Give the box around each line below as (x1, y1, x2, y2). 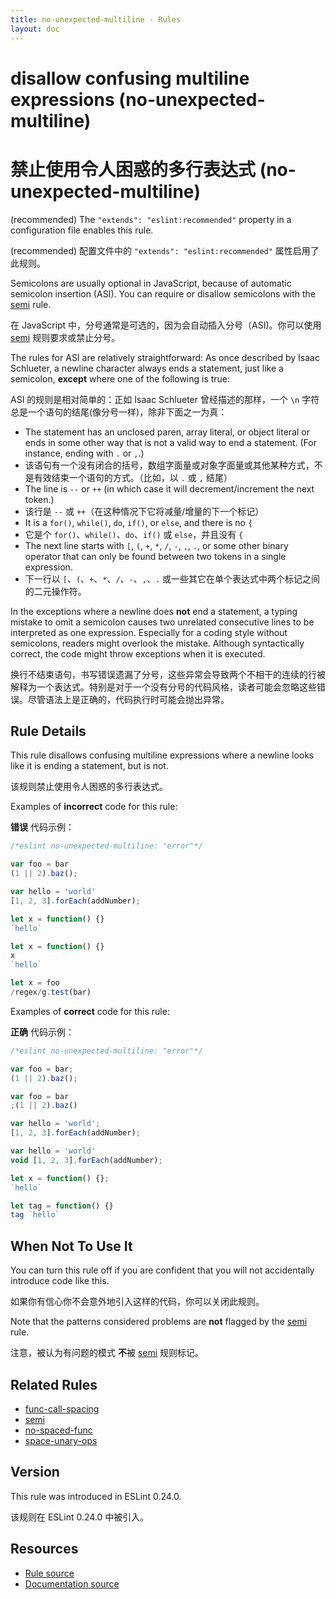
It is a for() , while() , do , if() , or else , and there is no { (24, 516, 253, 528)
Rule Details (10, 723, 87, 740)
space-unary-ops (24, 1434, 98, 1446)
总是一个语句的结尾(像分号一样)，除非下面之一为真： (10, 406, 228, 418)
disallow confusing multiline (10, 67, 250, 90)
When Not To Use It (10, 1237, 133, 1255)
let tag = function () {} (10, 1201, 114, 1211)
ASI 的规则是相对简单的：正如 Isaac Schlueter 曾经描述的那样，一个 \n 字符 (10, 393, 320, 405)
